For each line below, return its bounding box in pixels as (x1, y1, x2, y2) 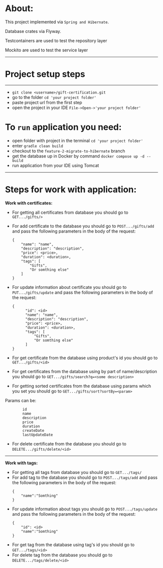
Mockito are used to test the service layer (5, 47, 88, 53)
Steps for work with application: (5, 184, 137, 195)
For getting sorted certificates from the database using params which (12, 383, 151, 389)
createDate (22, 428, 45, 433)
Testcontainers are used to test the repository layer (5, 37, 108, 44)
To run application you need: (5, 122, 122, 133)
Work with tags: (5, 460, 38, 466)
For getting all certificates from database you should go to (12, 209, 129, 215)
